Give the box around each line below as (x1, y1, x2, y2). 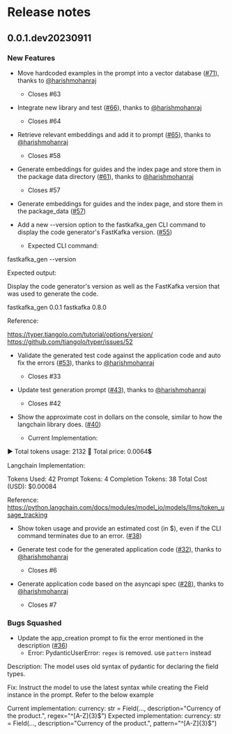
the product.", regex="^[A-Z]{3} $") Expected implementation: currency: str (7, 712, 222, 720)
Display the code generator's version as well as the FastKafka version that (7, 282, 220, 290)
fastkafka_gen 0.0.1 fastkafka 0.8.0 (7, 303, 107, 311)
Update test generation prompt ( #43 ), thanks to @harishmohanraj (17, 385, 206, 394)
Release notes (7, 4, 91, 20)
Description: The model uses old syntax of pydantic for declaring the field (7, 662, 219, 671)
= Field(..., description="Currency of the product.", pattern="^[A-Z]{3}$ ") (7, 719, 217, 728)
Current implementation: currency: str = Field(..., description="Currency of (7, 704, 222, 713)
